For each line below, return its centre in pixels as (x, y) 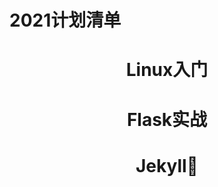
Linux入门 (167, 70)
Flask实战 (167, 119)
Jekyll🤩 (167, 165)
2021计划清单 (65, 20)
